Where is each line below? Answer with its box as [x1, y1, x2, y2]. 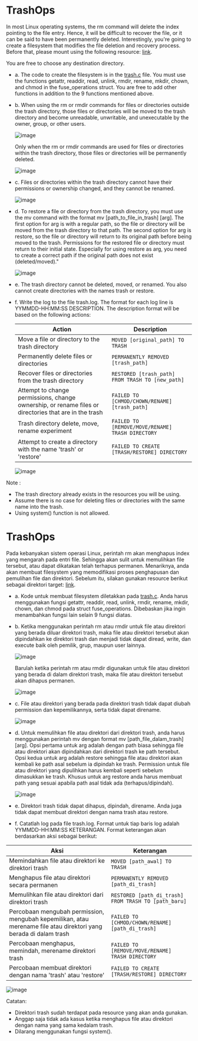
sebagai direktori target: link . [6, 581, 75, 588]
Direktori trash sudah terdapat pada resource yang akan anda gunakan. [14, 1009, 189, 1016]
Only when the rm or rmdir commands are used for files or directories [14, 143, 184, 150]
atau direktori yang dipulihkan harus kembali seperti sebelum [14, 766, 163, 774]
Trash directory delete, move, [17, 419, 99, 427]
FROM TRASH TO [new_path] [111, 376, 184, 383]
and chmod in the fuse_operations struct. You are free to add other [14, 83, 177, 90]
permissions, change [17, 393, 76, 402]
